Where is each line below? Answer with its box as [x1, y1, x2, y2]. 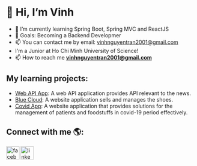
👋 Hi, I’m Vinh [6, 5, 74, 19]
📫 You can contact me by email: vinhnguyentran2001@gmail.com [14, 38, 178, 46]
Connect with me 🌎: [6, 127, 84, 137]
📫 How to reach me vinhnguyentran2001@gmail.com [14, 54, 152, 61]
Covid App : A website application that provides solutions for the [14, 102, 173, 109]
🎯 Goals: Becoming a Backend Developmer [14, 31, 121, 38]
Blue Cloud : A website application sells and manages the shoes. [14, 96, 174, 103]
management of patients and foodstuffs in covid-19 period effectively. [14, 108, 188, 116]
